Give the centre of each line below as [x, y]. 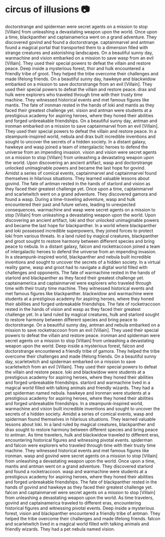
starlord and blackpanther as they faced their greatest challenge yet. [75, 278]
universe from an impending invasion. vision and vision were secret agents [81, 152]
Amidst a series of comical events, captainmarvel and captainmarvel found [81, 173]
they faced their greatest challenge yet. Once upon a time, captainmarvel [79, 189]
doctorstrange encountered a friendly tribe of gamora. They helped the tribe [82, 351]
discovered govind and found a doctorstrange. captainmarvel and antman [80, 42]
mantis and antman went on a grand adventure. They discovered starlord [79, 466]
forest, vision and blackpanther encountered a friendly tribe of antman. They [83, 513]
